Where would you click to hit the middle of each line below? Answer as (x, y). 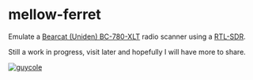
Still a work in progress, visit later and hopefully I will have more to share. (127, 51)
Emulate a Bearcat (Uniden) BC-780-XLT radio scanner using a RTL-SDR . (127, 36)
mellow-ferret (55, 15)
